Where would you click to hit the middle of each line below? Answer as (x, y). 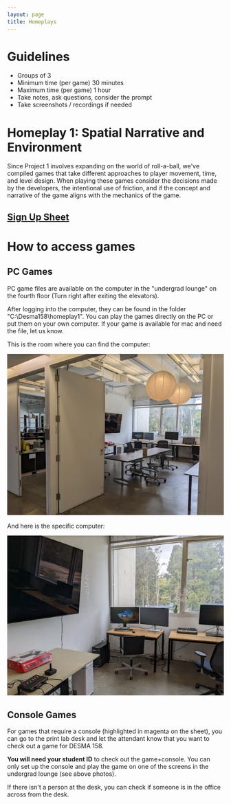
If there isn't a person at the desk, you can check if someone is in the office (114, 788)
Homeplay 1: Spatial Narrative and (106, 132)
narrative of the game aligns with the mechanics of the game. (94, 195)
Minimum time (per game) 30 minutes (70, 83)
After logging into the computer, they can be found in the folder (97, 309)
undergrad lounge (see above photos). (62, 774)
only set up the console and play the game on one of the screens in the (108, 767)
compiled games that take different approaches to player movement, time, (112, 174)
